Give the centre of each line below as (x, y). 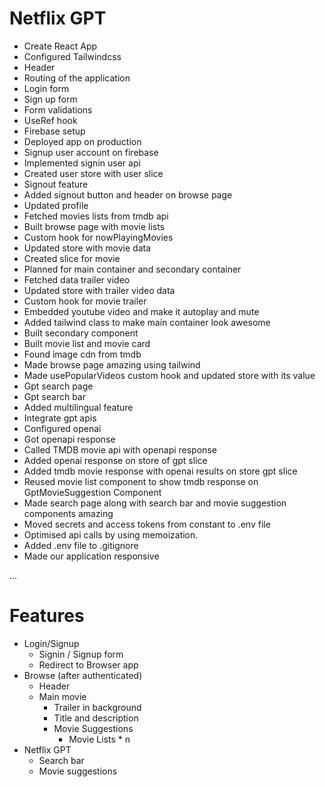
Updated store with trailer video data (99, 290)
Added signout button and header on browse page (128, 194)
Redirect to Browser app (88, 664)
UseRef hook (50, 120)
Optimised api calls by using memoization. (111, 534)
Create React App (60, 46)
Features (47, 616)
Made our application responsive (91, 556)
